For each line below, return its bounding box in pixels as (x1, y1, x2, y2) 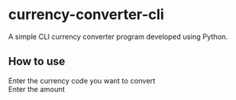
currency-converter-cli (8, 6, 165, 24)
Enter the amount (8, 84, 65, 94)
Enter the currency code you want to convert (8, 75, 155, 85)
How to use (8, 55, 65, 68)
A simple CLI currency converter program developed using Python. (8, 32, 229, 41)
